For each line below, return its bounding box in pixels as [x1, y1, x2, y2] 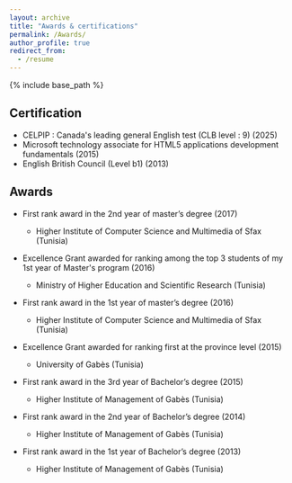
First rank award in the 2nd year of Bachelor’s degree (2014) [22, 411, 246, 422]
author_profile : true [9, 38, 91, 48]
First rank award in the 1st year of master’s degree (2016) [22, 297, 234, 308]
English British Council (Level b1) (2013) [22, 158, 169, 169]
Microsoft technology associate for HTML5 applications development [22, 139, 279, 149]
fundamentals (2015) [22, 148, 100, 159]
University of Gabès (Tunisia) [35, 359, 144, 370]
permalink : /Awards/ [9, 30, 87, 39]
